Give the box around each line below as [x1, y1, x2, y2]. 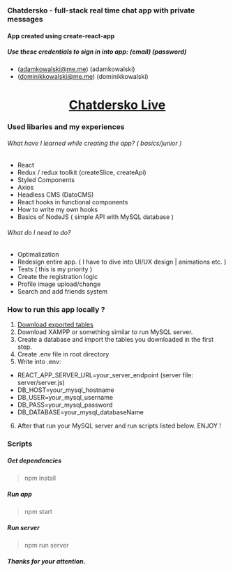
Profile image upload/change [17, 280, 101, 288]
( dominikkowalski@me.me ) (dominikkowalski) [17, 73, 149, 81]
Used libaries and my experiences [7, 121, 125, 131]
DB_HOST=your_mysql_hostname [17, 386, 114, 394]
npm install [24, 474, 57, 483]
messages [7, 14, 43, 24]
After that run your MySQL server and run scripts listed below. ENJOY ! [17, 421, 222, 430]
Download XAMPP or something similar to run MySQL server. [17, 328, 193, 336]
